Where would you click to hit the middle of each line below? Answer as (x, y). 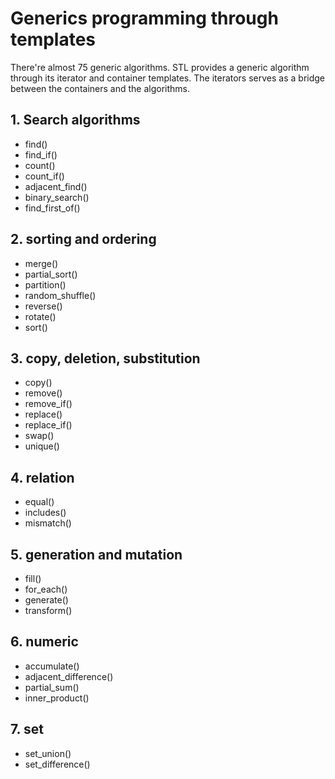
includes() (45, 513)
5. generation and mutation (96, 554)
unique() (42, 446)
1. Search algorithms (75, 120)
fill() (33, 578)
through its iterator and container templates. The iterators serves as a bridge (167, 78)
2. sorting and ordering (83, 239)
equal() (39, 502)
